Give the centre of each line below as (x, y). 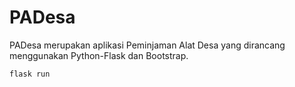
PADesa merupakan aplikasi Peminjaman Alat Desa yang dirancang (147, 45)
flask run (30, 74)
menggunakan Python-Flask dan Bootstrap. (99, 55)
